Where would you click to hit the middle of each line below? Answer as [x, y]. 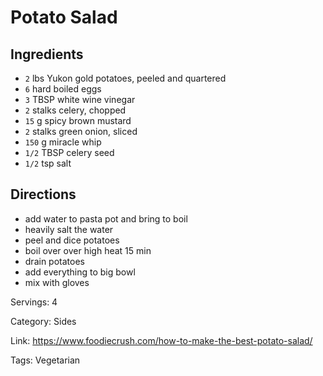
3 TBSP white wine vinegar [80, 99]
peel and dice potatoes [72, 240]
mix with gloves [57, 282]
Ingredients [47, 54]
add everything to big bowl [80, 272]
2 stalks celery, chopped [75, 110]
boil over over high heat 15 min [88, 250]
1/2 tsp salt [48, 163]
